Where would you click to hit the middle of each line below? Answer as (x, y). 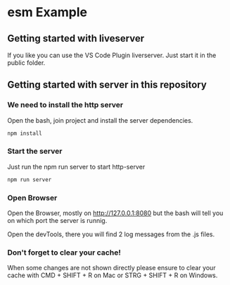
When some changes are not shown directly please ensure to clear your (111, 268)
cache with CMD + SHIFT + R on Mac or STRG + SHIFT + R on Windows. (113, 275)
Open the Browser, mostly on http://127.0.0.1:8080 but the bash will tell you (115, 213)
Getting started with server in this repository (107, 85)
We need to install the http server (65, 105)
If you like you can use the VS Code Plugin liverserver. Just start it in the (112, 55)
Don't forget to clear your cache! (64, 253)
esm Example (47, 12)
